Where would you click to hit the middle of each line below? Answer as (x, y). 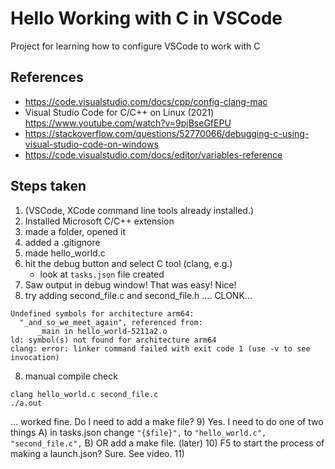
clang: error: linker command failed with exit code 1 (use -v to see (160, 348)
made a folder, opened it (75, 231)
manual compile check (71, 376)
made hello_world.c (65, 253)
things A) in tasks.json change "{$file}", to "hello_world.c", (138, 432)
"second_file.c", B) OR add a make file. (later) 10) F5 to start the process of (167, 443)
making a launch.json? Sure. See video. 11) (97, 453)
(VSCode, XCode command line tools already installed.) (139, 210)
